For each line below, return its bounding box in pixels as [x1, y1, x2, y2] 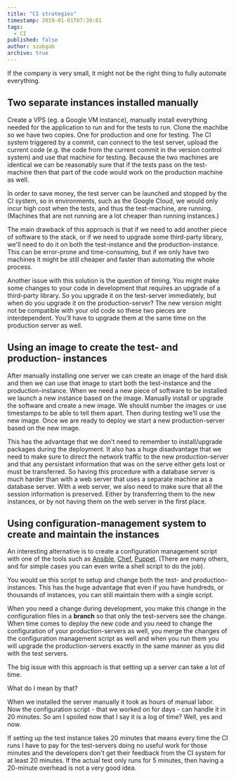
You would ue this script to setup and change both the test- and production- [7, 575, 228, 585]
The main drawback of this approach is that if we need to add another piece [7, 225, 227, 233]
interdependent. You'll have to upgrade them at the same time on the [7, 313, 206, 322]
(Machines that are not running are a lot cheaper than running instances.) [7, 211, 219, 220]
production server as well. [7, 321, 83, 330]
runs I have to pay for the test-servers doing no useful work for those [7, 741, 208, 750]
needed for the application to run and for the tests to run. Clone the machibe [7, 123, 228, 131]
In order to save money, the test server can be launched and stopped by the [7, 189, 227, 197]
